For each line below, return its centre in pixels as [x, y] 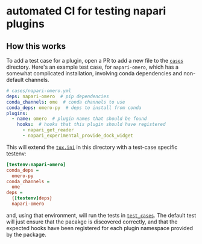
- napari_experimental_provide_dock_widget [78, 136]
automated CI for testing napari [86, 11]
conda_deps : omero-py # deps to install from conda [74, 108]
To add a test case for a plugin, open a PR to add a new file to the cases [95, 61]
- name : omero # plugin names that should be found [79, 119]
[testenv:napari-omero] [36, 164]
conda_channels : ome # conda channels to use [66, 102]
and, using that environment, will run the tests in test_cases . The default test [101, 215]
